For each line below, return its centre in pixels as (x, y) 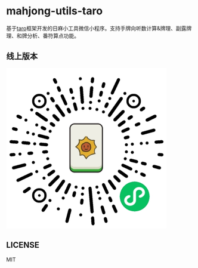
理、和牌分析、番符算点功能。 (43, 36)
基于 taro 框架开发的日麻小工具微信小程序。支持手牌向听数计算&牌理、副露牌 (99, 28)
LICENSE (23, 245)
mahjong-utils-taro (55, 11)
